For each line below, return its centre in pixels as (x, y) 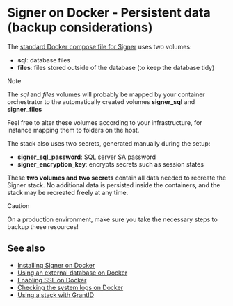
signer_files (25, 109)
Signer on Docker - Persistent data (109, 13)
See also (26, 249)
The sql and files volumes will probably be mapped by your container (106, 94)
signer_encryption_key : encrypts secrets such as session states (110, 164)
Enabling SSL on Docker (52, 280)
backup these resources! (43, 226)
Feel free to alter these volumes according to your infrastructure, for (105, 122)
